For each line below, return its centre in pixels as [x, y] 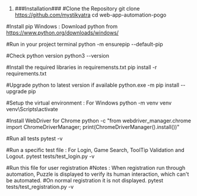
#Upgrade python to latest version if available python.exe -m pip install [93, 85]
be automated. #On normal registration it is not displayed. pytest [85, 180]
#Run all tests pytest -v [34, 138]
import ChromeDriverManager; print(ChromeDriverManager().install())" [93, 127]
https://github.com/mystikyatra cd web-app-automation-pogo [90, 15]
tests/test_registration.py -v [40, 187]
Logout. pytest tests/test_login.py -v [50, 156]
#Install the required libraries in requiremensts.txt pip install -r [82, 67]
